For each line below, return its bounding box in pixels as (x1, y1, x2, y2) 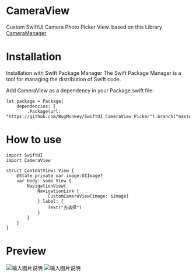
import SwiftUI (6, 152, 43, 158)
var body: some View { (16, 178, 72, 183)
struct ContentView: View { (6, 168, 75, 174)
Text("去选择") (47, 205, 82, 210)
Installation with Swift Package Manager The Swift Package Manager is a (6, 69, 182, 77)
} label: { (37, 198, 64, 204)
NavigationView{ (27, 183, 66, 189)
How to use (6, 133, 62, 147)
